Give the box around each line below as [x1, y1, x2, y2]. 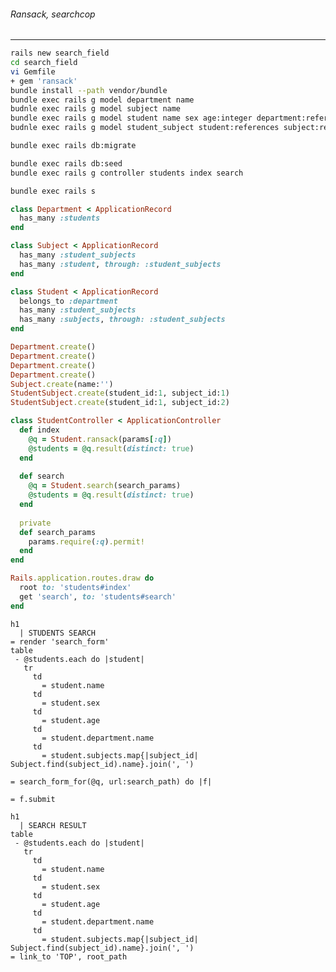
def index [19, 425, 60, 435]
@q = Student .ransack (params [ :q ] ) [28, 434, 172, 444]
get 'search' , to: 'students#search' [19, 591, 177, 602]
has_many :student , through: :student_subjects [19, 259, 222, 269]
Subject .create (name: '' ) [10, 379, 114, 389]
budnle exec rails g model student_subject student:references [10, 123, 280, 133]
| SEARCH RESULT [19, 820, 87, 830]
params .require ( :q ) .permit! [28, 536, 145, 547]
